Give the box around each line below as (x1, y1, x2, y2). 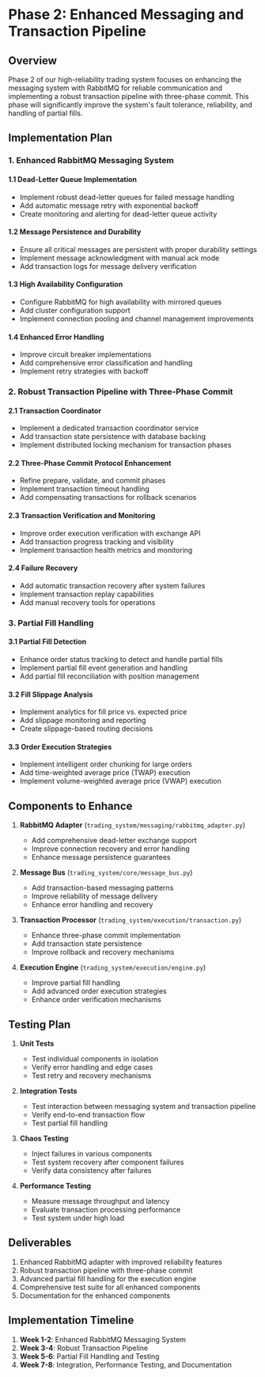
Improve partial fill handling (31, 978, 121, 988)
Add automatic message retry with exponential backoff (19, 200, 199, 210)
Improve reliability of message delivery (31, 891, 158, 901)
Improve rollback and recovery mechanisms (31, 948, 175, 957)
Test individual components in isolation (31, 1054, 159, 1064)
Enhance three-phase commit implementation (31, 931, 181, 940)
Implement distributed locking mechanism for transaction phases (19, 441, 232, 450)
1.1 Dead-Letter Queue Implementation (8, 174, 137, 183)
